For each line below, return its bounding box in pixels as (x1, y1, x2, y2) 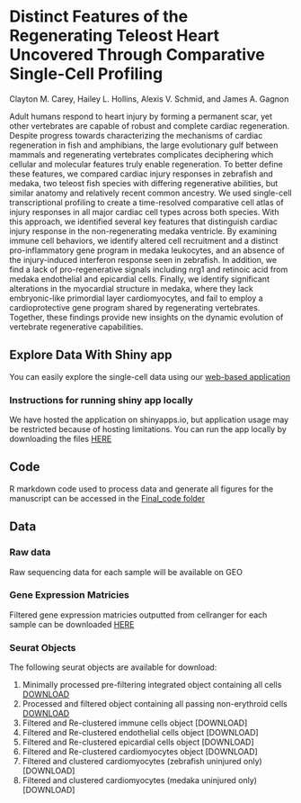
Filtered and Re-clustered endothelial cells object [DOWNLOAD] (22, 727, 259, 738)
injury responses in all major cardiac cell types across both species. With (9, 206, 279, 217)
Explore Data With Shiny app (9, 347, 173, 363)
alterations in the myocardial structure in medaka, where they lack (9, 283, 253, 293)
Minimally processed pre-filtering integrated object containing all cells (22, 680, 282, 690)
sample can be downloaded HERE (9, 618, 135, 629)
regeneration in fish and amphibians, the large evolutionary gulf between (9, 140, 279, 150)
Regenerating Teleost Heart (9, 25, 220, 46)
